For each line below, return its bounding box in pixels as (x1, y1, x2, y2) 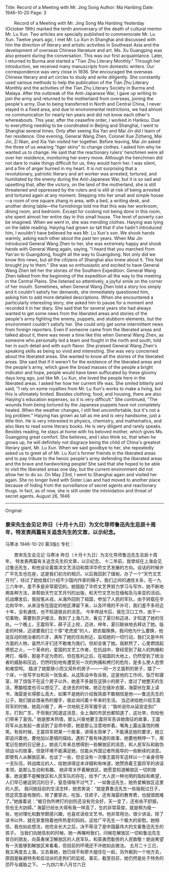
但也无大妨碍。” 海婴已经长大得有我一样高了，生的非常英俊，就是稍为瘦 (5, 805, 152, 811)
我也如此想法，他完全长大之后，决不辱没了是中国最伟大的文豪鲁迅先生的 (14, 823, 164, 830)
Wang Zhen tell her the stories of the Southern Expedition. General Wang (5, 267, 156, 273)
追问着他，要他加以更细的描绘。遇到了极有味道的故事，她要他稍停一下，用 (9, 735, 164, 741)
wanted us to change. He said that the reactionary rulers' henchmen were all (5, 149, 164, 155)
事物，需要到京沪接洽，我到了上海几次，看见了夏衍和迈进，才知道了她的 (9, 615, 159, 621)
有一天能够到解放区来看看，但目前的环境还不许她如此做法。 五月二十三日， (5, 843, 161, 849)
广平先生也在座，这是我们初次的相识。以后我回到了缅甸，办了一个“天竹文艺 (5, 571, 162, 577)
